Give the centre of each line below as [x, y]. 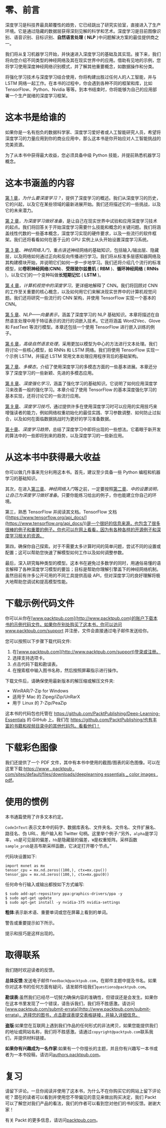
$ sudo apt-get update [28, 898]
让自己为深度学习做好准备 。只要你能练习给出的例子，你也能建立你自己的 [79, 495]
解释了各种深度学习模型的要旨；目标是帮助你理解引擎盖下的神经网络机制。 [85, 569]
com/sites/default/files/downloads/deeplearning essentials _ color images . [82, 774]
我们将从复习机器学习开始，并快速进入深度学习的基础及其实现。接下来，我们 [83, 54]
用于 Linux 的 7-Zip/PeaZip [40, 703]
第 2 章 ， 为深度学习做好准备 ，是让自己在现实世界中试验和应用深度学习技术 [81, 221]
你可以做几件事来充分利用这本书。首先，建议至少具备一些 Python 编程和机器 [83, 472]
